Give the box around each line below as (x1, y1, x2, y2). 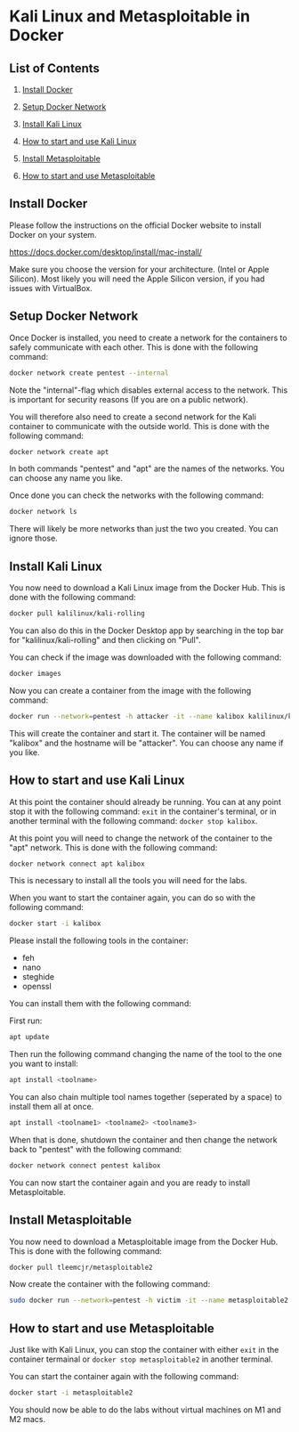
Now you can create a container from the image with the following (9, 685, 252, 696)
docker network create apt (9, 447, 109, 456)
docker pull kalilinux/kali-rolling (9, 609, 145, 618)
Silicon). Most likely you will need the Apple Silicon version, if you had (9, 273, 265, 284)
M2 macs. (9, 1414, 46, 1424)
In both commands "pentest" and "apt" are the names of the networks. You (9, 463, 285, 474)
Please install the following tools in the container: (9, 935, 189, 946)
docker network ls (9, 508, 77, 517)
